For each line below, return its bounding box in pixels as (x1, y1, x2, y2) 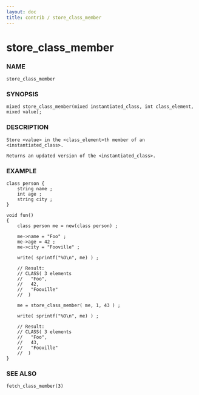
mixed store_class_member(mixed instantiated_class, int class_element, (6, 104, 194, 110)
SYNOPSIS (6, 90, 39, 98)
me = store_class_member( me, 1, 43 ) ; (17, 302, 121, 308)
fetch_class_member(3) (6, 383, 64, 390)
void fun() (6, 212, 34, 218)
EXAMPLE (6, 167, 37, 175)
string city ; (17, 196, 53, 202)
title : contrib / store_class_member (6, 15, 102, 21)
